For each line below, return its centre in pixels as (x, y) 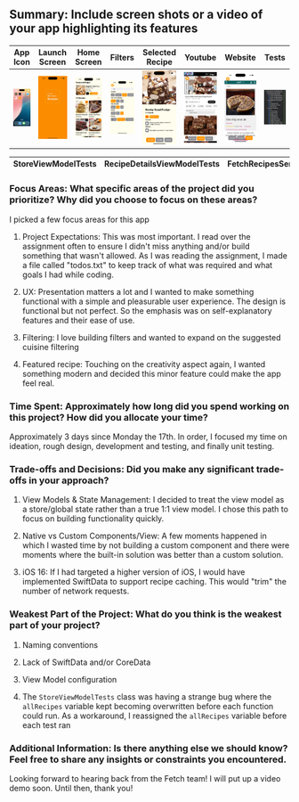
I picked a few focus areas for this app (79, 219)
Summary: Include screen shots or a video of (136, 15)
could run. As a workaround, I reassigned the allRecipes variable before (154, 716)
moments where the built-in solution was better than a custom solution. (153, 555)
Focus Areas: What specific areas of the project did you (132, 189)
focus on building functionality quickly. (93, 519)
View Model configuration (69, 679)
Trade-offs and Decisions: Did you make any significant (132, 470)
